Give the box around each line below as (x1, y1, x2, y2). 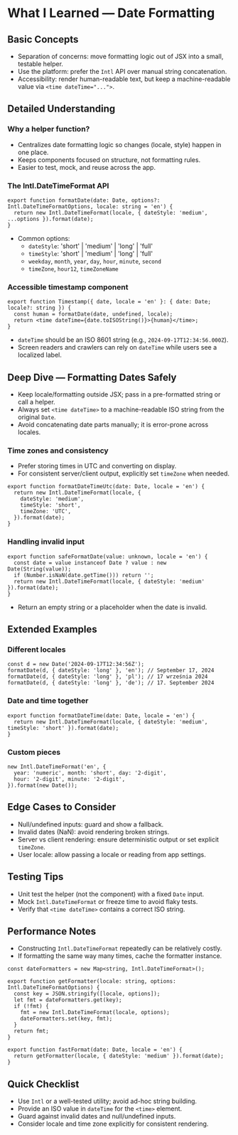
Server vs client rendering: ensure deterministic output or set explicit (17, 835, 219, 844)
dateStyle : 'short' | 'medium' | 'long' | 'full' (28, 242, 153, 250)
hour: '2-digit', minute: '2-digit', (13, 775, 126, 782)
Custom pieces (7, 747, 61, 757)
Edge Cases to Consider (7, 801, 117, 813)
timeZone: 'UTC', (20, 508, 72, 515)
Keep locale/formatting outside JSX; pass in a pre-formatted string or (17, 390, 221, 399)
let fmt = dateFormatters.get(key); (13, 996, 122, 1004)
